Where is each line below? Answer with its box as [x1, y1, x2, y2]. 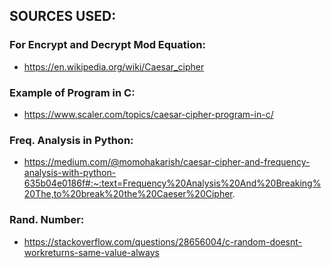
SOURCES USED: [9, 8, 117, 25]
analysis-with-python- [23, 167, 117, 179]
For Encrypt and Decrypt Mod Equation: [9, 38, 206, 52]
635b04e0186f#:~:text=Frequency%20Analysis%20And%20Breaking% [23, 177, 322, 189]
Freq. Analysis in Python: [9, 133, 134, 147]
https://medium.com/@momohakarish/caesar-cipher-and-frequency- [23, 156, 311, 168]
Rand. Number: [9, 213, 85, 227]
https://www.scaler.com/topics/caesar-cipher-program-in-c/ [23, 108, 274, 120]
